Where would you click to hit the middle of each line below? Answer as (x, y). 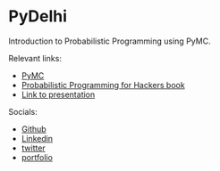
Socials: (23, 111)
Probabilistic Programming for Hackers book (103, 85)
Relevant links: (35, 58)
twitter (33, 148)
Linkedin (37, 138)
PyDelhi (38, 16)
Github (34, 129)
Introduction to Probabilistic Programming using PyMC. (110, 41)
